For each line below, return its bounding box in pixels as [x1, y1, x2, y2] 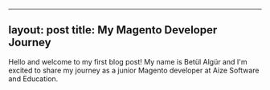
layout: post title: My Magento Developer [8, 23, 218, 37]
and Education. [8, 73, 59, 84]
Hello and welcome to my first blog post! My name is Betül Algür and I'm [8, 57, 247, 66]
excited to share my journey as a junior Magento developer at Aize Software [8, 65, 260, 75]
